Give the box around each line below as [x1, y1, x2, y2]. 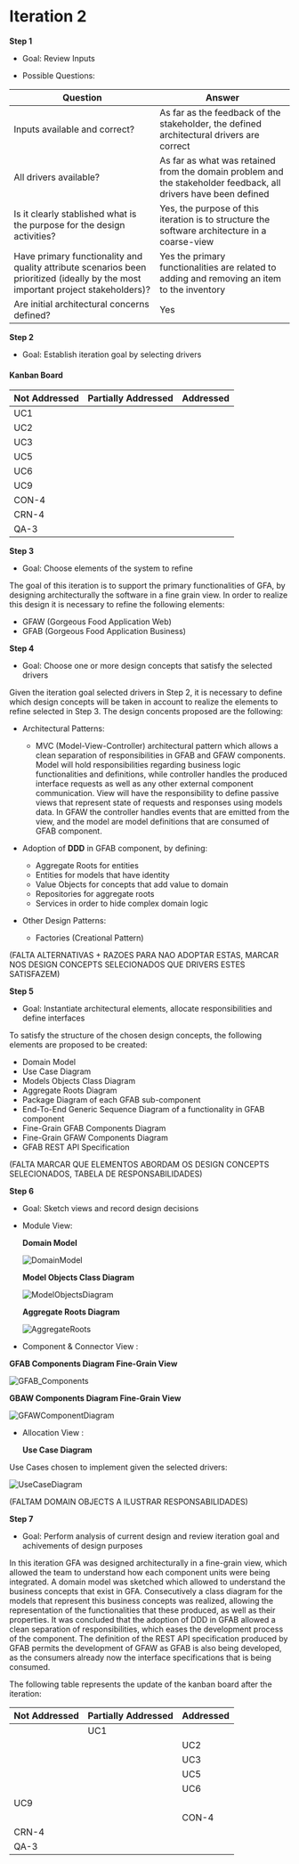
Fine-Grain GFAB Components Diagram [21, 1123, 166, 1134]
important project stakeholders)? [13, 283, 151, 296]
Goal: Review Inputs [21, 53, 95, 63]
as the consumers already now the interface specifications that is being [9, 1652, 271, 1663]
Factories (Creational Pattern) [35, 932, 144, 943]
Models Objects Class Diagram [21, 1076, 136, 1087]
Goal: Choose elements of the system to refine [21, 563, 193, 574]
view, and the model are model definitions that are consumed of [35, 817, 270, 827]
